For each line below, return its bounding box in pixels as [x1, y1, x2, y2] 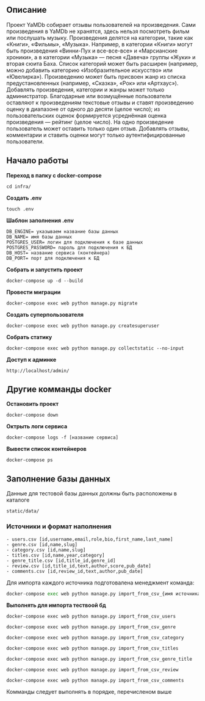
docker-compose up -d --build [6, 278, 84, 284]
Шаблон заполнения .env [6, 217, 74, 224]
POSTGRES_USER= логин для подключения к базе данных [6, 239, 143, 245]
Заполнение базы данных [6, 473, 111, 484]
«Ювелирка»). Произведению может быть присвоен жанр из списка [6, 73, 186, 80]
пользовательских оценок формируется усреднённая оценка [6, 112, 167, 119]
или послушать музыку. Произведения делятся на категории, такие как [6, 34, 193, 41]
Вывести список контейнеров [6, 445, 87, 453]
